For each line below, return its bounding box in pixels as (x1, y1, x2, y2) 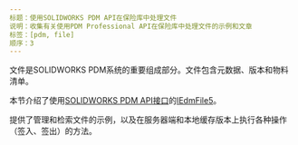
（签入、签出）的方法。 (9, 126, 97, 137)
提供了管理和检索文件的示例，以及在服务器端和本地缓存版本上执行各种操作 (9, 114, 287, 125)
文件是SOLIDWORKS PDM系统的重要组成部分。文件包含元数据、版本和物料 (9, 64, 289, 75)
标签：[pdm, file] (9, 30, 75, 39)
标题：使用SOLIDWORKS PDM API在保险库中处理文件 (9, 13, 178, 23)
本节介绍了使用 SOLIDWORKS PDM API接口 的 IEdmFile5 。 (9, 95, 222, 106)
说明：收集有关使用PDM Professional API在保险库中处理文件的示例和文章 (9, 22, 253, 31)
